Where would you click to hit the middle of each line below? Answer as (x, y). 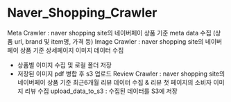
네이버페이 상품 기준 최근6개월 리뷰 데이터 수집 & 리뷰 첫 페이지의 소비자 (114, 82)
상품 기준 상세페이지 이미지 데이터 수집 (72, 50)
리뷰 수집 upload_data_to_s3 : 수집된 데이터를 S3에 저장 (101, 91)
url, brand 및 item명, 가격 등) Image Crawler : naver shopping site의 (109, 41)
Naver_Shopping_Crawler (82, 13)
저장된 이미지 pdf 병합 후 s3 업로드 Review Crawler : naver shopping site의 (121, 74)
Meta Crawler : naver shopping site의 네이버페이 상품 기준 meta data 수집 (109, 33)
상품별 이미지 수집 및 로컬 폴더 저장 (65, 65)
